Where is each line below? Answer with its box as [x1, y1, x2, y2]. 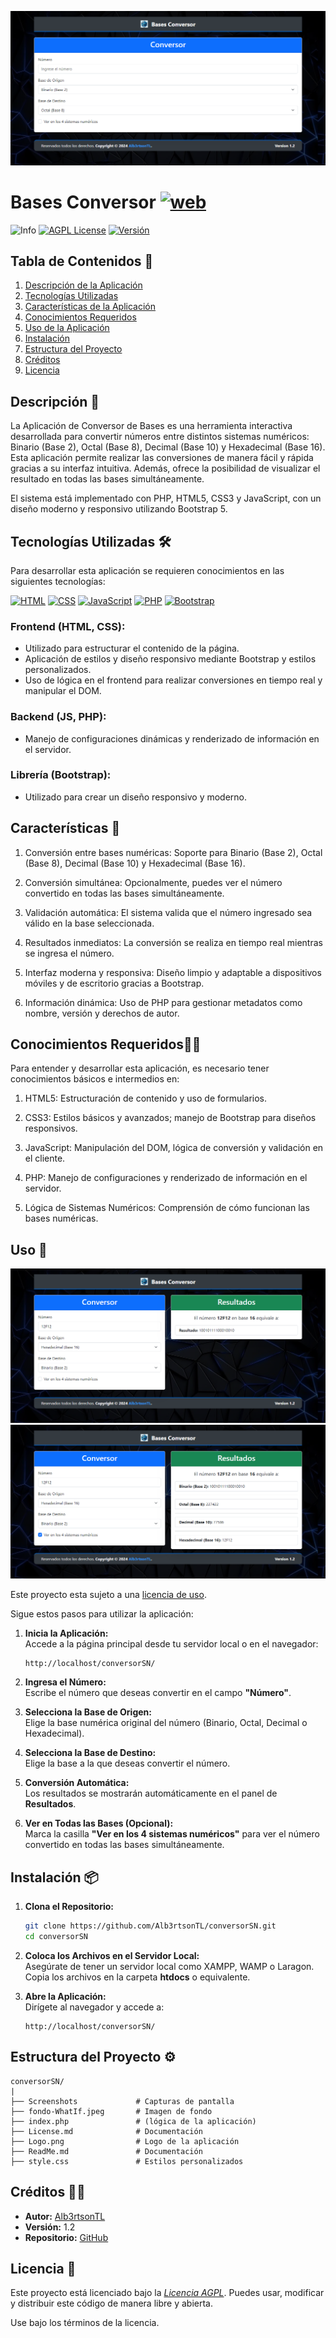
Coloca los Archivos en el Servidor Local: [24, 1950, 200, 1961]
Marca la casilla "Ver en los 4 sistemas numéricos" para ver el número [24, 1828, 320, 1840]
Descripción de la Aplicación [24, 279, 143, 291]
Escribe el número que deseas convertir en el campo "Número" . [24, 1687, 292, 1699]
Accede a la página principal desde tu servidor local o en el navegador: [24, 1638, 319, 1650]
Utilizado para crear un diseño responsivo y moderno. [24, 791, 248, 803]
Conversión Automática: [24, 1777, 130, 1789]
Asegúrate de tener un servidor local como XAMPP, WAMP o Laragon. [24, 1961, 315, 1972]
